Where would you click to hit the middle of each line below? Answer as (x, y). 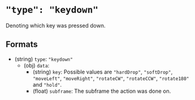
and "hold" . (47, 84)
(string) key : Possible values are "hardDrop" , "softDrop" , (103, 72)
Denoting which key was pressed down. (56, 25)
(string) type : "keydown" (44, 59)
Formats (22, 44)
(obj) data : (36, 65)
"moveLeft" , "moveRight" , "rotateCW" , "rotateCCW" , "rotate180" (111, 78)
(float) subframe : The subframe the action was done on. (102, 91)
